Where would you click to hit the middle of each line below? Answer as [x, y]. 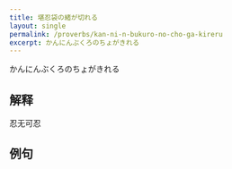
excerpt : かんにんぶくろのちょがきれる [74, 42]
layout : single [38, 26]
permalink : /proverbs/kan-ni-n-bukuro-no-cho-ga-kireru [116, 34]
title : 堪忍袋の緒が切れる [54, 17]
